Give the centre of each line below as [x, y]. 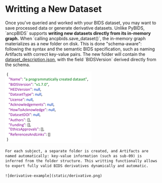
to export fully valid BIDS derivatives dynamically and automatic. [77, 166]
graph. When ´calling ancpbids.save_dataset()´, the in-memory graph [76, 38]
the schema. [18, 65]
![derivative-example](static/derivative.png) [54, 176]
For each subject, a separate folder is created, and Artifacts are [77, 151]
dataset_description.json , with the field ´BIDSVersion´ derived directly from [81, 59]
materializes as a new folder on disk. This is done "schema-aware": [73, 43]
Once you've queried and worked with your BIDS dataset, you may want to [81, 23]
